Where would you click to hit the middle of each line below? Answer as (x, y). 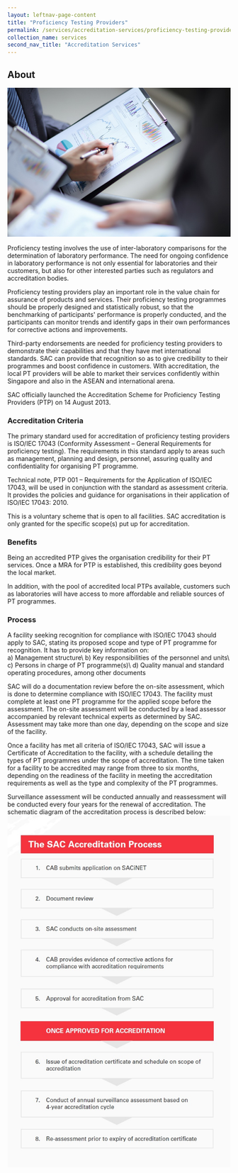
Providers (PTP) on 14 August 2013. (59, 402)
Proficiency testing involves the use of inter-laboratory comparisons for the (117, 248)
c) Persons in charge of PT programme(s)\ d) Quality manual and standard (116, 665)
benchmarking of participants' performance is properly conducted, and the (117, 314)
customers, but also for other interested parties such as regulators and (110, 270)
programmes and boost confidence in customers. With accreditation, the (113, 366)
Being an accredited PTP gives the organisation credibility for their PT (109, 557)
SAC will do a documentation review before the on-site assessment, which (116, 686)
